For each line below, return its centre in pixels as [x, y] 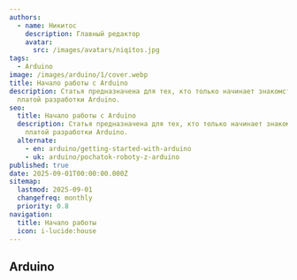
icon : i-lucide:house [57, 231]
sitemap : [25, 182]
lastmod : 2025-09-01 [55, 190]
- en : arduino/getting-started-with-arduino [108, 148]
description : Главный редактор [83, 34]
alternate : [37, 140]
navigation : [31, 214]
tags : [19, 58]
